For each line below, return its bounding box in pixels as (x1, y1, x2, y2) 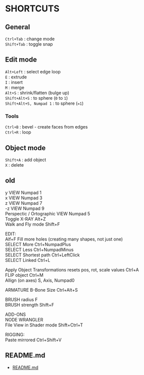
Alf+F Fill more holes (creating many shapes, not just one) (5, 236, 123, 242)
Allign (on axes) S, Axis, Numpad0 (5, 277, 75, 283)
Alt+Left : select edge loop (5, 68, 61, 74)
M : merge (5, 84, 25, 90)
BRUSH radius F (5, 296, 38, 303)
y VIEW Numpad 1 (5, 189, 42, 195)
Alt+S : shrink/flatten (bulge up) (5, 90, 69, 96)
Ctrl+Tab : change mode (5, 36, 55, 42)
